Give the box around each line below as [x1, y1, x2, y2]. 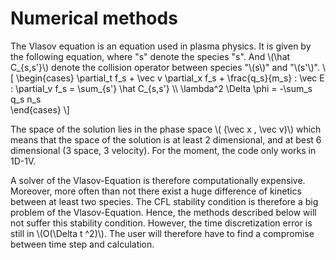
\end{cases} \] [10, 103, 70, 116]
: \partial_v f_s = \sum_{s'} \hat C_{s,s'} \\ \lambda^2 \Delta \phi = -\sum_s [10, 82, 313, 94]
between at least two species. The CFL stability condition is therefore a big [10, 195, 319, 207]
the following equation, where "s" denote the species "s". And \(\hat [10, 50, 291, 62]
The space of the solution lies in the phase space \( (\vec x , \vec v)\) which [10, 123, 322, 135]
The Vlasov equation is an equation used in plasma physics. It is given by [10, 40, 312, 52]
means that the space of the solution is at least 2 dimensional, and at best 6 [10, 133, 322, 146]
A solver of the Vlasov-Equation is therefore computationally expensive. [10, 174, 306, 186]
